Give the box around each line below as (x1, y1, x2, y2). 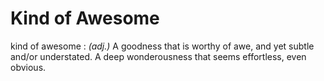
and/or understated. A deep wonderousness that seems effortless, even (10, 50, 307, 62)
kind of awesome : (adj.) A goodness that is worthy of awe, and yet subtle (10, 40, 315, 52)
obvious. (10, 61, 47, 73)
